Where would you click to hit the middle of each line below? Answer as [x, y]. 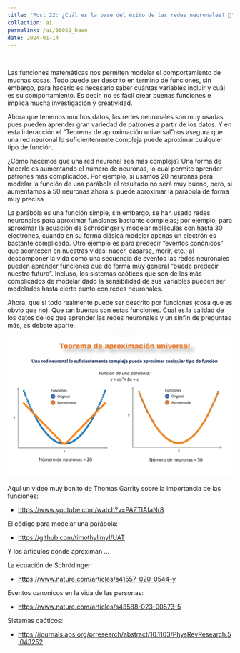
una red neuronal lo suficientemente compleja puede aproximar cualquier [115, 140]
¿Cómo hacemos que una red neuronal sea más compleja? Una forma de [115, 161]
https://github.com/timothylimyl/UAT [71, 538]
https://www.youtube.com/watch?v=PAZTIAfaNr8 [91, 510]
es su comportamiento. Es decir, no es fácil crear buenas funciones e [109, 96]
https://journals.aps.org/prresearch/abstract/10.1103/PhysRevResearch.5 [124, 634]
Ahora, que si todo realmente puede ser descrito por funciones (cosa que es [120, 303]
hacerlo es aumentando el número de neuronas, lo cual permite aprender [115, 169]
